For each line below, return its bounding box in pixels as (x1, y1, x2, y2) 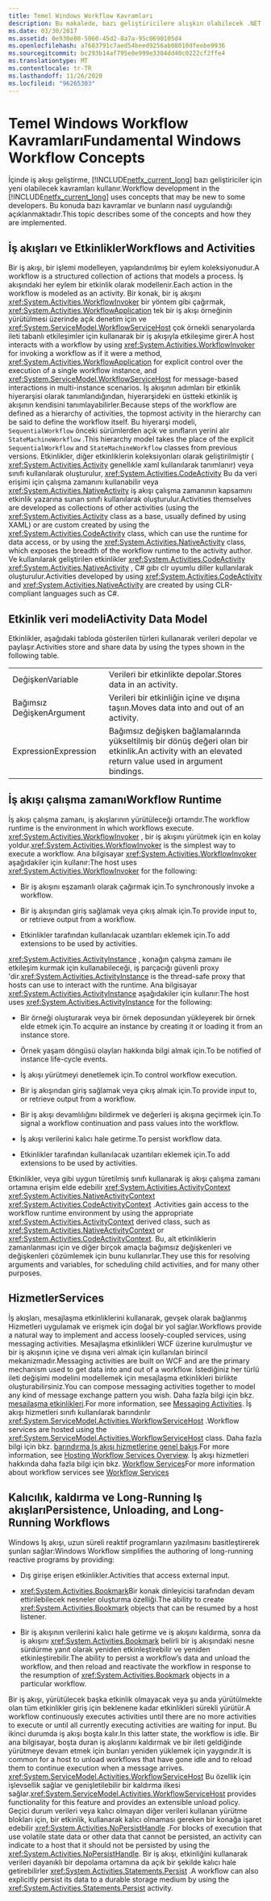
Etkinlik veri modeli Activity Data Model (8, 612, 208, 626)
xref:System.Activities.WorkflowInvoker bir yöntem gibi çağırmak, (8, 297, 226, 307)
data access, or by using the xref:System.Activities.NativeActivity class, (8, 538, 247, 547)
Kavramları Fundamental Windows (8, 131, 242, 149)
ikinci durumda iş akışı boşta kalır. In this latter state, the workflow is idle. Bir (8, 1728, 260, 1738)
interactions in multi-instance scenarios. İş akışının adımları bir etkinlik (8, 383, 241, 392)
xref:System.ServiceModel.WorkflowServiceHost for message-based (8, 375, 239, 384)
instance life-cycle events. (19, 1054, 108, 1064)
